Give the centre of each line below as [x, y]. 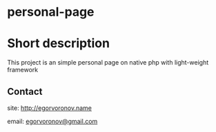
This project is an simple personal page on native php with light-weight [108, 63]
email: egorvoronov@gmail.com [52, 121]
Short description [59, 44]
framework [23, 70]
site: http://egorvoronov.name [49, 108]
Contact [25, 91]
